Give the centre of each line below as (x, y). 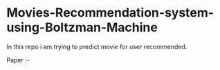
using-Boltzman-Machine (82, 27)
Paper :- (18, 60)
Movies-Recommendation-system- (110, 13)
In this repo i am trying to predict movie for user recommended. (97, 46)
